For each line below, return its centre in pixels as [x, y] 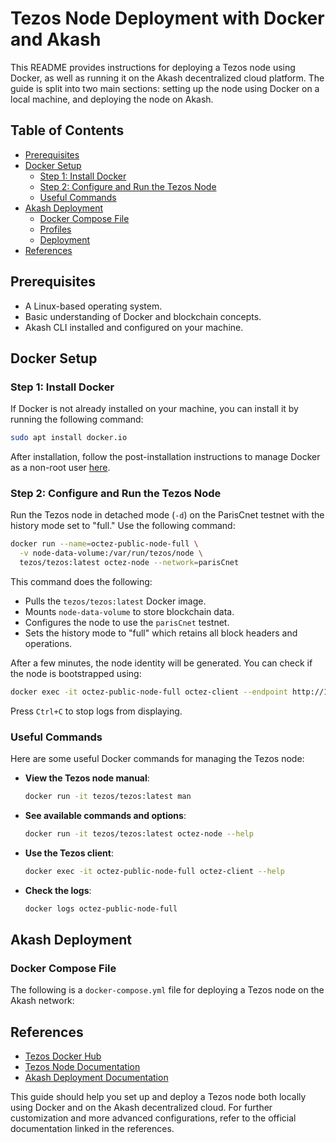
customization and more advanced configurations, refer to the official [153, 1118]
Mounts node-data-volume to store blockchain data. [129, 612]
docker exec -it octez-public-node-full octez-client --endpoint [149, 692]
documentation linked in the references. [92, 1129]
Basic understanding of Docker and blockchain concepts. [143, 316]
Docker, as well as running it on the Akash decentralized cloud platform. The [167, 78]
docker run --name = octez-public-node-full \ [104, 544]
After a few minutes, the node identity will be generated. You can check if [161, 663]
